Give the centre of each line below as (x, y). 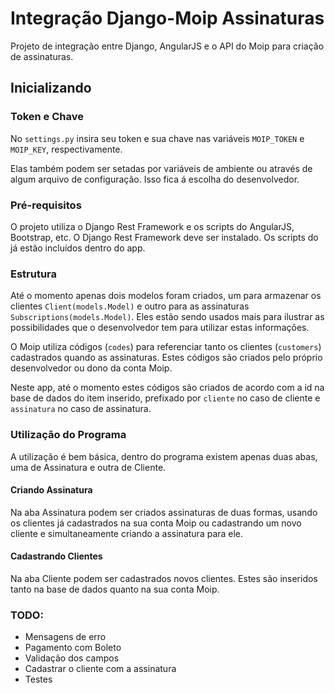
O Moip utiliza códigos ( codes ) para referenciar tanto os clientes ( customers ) (166, 347)
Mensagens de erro (65, 637)
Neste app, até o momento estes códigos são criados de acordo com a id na (167, 388)
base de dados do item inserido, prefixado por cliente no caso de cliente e (165, 398)
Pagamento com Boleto (73, 648)
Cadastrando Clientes (56, 556)
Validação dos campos (72, 658)
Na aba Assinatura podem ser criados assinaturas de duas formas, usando (164, 512)
